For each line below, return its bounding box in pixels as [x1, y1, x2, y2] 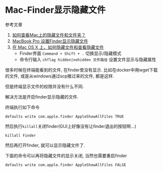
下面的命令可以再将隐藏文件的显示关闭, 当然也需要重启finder [5, 152, 127, 158]
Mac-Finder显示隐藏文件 [5, 4, 106, 16]
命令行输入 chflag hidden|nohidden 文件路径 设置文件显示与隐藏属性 [19, 56, 156, 62]
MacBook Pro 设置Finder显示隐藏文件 [12, 38, 88, 44]
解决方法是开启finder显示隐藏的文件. [5, 94, 79, 99]
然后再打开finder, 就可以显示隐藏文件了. [5, 142, 85, 148]
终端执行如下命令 [5, 104, 40, 110]
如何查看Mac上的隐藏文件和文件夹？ [12, 32, 86, 38]
